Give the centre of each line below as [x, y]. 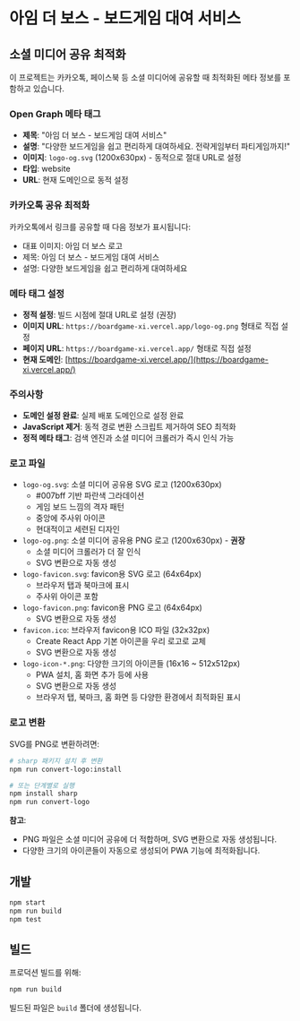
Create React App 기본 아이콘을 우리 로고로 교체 [120, 641]
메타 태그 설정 [37, 294]
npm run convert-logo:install [66, 769]
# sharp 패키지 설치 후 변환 [56, 761]
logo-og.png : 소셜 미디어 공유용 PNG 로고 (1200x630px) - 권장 [133, 541]
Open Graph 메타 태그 [55, 114]
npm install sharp [43, 794]
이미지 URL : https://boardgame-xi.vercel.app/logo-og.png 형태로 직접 [150, 326]
